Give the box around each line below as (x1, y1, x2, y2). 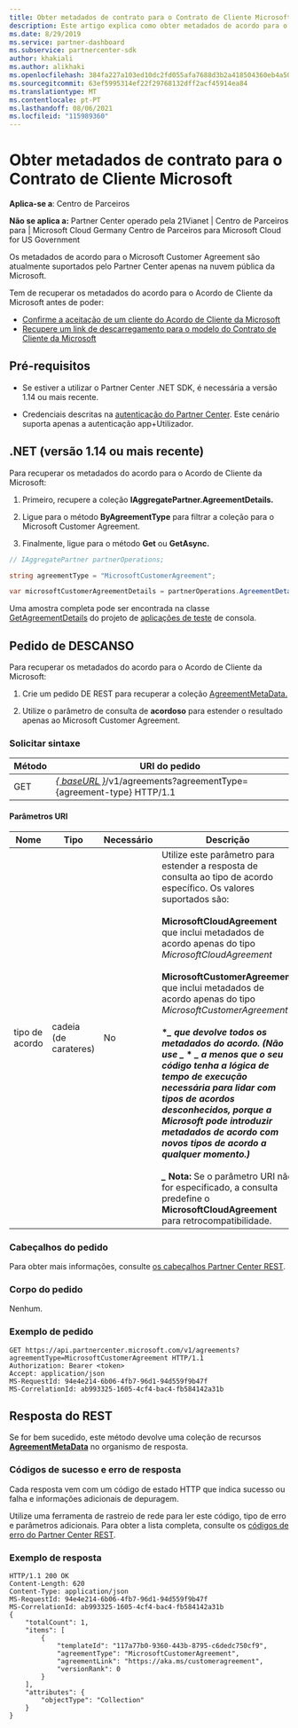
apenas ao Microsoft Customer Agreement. (21, 715, 180, 726)
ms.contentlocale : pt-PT (9, 95, 101, 105)
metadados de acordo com (161, 1126, 279, 1138)
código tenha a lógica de (161, 1059, 270, 1072)
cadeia (51, 1020, 81, 1033)
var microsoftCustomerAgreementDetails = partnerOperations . (9, 587, 240, 596)
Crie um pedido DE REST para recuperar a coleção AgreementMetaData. (21, 688, 288, 699)
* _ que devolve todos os (161, 1025, 268, 1038)
